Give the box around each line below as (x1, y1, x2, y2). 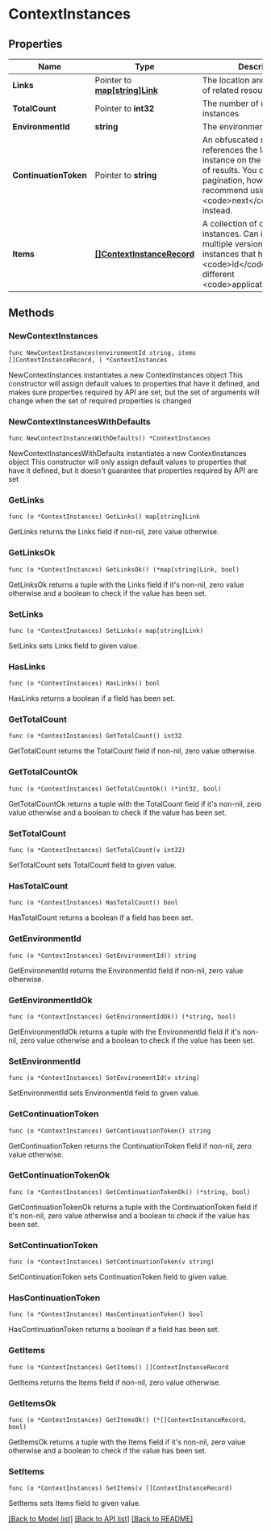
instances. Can (202, 228, 259, 239)
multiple (202, 238, 233, 249)
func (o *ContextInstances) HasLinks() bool (8, 680, 161, 688)
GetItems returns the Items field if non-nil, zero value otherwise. (8, 1377, 221, 1387)
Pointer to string (94, 170, 157, 180)
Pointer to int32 (94, 103, 155, 114)
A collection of (202, 218, 258, 229)
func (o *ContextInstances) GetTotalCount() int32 (8, 732, 182, 740)
